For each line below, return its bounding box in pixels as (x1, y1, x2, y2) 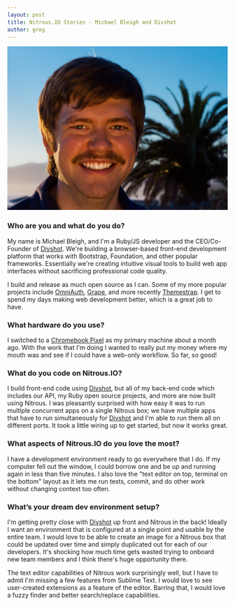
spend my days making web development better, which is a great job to (7, 295, 213, 304)
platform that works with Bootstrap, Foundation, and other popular (7, 252, 198, 260)
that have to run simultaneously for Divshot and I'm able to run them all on (7, 414, 220, 423)
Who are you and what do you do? (7, 221, 125, 231)
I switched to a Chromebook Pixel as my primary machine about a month (7, 336, 217, 344)
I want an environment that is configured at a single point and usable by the (7, 525, 225, 533)
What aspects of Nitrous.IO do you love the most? (7, 439, 180, 449)
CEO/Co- (195, 237, 222, 245)
